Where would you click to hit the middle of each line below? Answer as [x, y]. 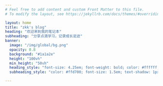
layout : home [18, 23]
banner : [13, 41]
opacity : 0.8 [23, 50]
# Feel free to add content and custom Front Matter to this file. [75, 9]
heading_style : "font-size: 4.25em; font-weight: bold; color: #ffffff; [84, 68]
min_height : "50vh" [29, 63]
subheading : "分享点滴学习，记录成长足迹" [44, 36]
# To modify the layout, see [34, 14]
